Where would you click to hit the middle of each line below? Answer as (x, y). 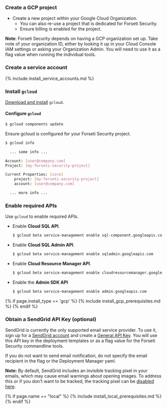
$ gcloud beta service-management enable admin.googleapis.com (80, 291)
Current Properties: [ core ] (34, 175)
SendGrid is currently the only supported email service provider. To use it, (81, 330)
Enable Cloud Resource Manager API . (52, 264)
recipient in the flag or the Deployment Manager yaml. (61, 361)
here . (10, 387)
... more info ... (29, 193)
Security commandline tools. (34, 346)
